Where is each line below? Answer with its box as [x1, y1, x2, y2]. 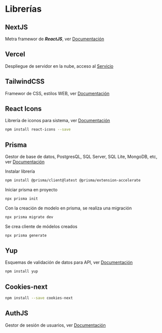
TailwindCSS [5, 77, 45, 86]
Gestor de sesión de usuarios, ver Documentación [5, 322, 106, 328]
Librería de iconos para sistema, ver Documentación [5, 118, 110, 124]
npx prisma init [5, 196, 38, 201]
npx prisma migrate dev [5, 214, 54, 219]
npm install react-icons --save [5, 127, 71, 132]
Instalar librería [5, 168, 35, 175]
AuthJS [5, 309, 28, 317]
